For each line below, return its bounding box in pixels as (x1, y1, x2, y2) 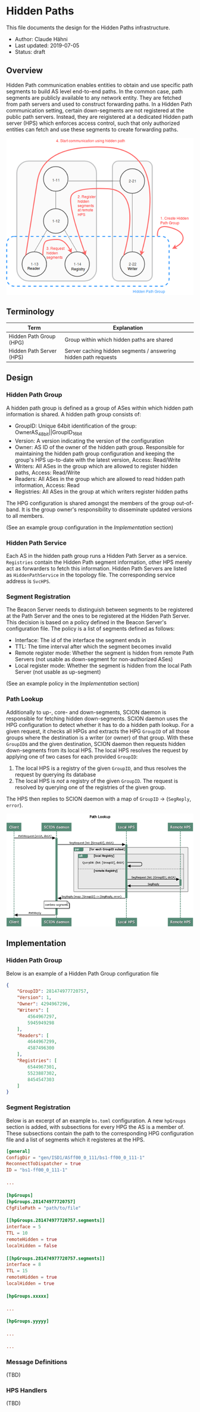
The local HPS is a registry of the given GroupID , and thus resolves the (14, 765, 186, 772)
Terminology (6, 306, 55, 317)
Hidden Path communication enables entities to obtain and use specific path (6, 81, 193, 88)
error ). (6, 802, 23, 809)
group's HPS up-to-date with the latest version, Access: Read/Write (14, 456, 181, 463)
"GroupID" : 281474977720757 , (17, 989, 89, 994)
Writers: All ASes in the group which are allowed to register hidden (14, 462, 178, 469)
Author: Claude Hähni (14, 35, 68, 42)
